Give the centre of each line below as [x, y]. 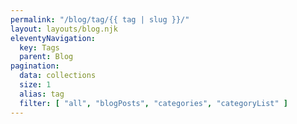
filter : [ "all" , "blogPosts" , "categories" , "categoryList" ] [154, 103]
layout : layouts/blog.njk [64, 29]
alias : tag [42, 94]
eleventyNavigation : [53, 38]
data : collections [58, 76]
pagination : [35, 66]
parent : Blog [46, 57]
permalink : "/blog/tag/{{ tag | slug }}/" [100, 19]
